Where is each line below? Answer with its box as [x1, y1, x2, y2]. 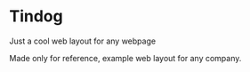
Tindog [9, 6, 64, 27]
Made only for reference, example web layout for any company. [9, 52, 242, 63]
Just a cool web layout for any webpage [9, 36, 157, 46]
